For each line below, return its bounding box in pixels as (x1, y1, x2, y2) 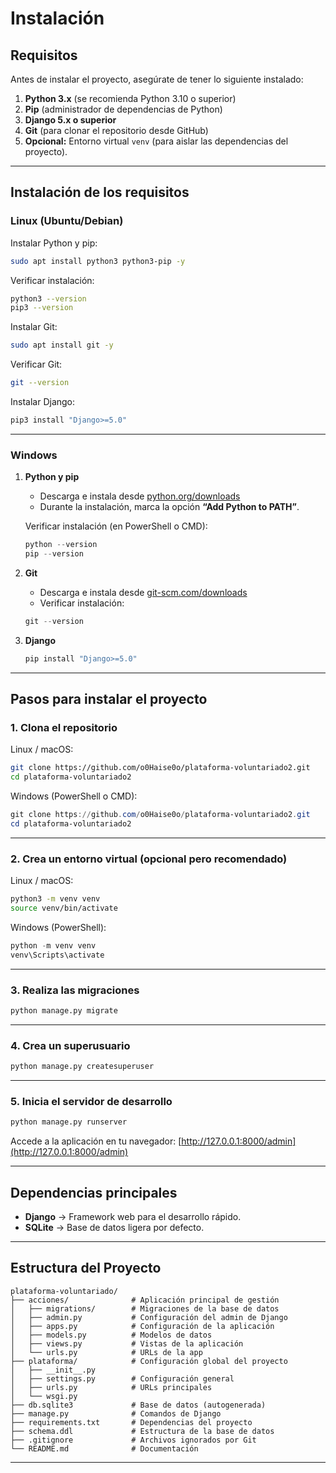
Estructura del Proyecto (10, 1260, 162, 1277)
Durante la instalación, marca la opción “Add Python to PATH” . (39, 501, 300, 513)
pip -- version (24, 549, 84, 559)
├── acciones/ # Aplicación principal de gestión (10, 1295, 280, 1305)
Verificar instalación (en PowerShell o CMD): (24, 520, 208, 532)
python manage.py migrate (10, 1006, 118, 1016)
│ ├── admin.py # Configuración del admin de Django (10, 1312, 288, 1322)
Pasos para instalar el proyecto (10, 691, 208, 708)
